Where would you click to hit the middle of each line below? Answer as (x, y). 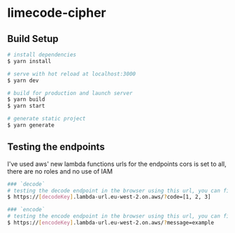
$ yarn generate (31, 125)
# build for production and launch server (70, 93)
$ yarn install (29, 61)
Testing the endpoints (56, 147)
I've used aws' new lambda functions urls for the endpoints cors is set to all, (117, 164)
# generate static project (47, 119)
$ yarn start (26, 106)
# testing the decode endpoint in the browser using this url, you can (114, 190)
